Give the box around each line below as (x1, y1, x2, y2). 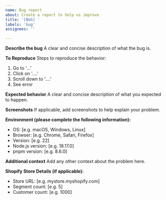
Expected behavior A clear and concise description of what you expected (5, 91, 161, 97)
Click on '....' (12, 70, 39, 77)
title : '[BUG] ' (5, 17, 40, 22)
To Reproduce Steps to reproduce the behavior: (5, 55, 106, 62)
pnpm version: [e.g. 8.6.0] (12, 148, 67, 154)
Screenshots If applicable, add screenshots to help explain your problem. (5, 107, 160, 113)
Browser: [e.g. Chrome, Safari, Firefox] (12, 132, 94, 138)
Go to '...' (12, 65, 32, 71)
